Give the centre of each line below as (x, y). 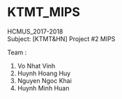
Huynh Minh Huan (43, 88)
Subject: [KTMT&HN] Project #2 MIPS (61, 38)
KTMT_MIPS (44, 12)
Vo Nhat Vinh (36, 66)
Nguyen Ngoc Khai (44, 80)
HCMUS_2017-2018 (35, 31)
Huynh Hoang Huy (44, 73)
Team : (17, 52)
